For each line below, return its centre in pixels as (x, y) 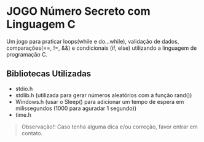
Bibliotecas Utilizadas (49, 74)
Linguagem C (41, 24)
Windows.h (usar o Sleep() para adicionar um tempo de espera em (100, 101)
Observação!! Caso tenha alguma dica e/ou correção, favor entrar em (109, 127)
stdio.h (24, 89)
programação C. (27, 54)
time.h (23, 114)
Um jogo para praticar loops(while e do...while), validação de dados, (93, 41)
